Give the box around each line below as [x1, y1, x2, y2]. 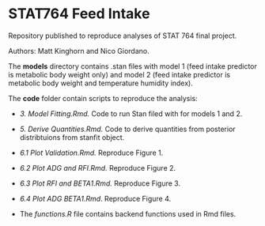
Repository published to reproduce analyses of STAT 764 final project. [8, 31, 237, 40]
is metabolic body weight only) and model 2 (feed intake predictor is [8, 70, 231, 79]
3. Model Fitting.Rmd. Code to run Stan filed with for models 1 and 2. [19, 108, 243, 119]
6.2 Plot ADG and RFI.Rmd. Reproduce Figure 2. [19, 163, 176, 172]
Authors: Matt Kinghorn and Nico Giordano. [8, 46, 150, 55]
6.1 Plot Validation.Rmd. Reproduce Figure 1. [19, 148, 164, 157]
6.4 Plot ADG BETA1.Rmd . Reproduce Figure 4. [19, 194, 172, 203]
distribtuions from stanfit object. [19, 132, 125, 142]
